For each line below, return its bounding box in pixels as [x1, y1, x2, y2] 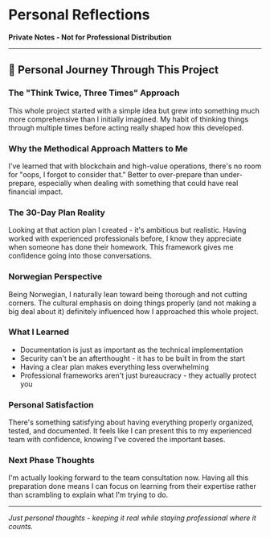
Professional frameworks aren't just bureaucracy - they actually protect [19, 370, 257, 380]
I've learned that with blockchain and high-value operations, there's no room [8, 161, 262, 171]
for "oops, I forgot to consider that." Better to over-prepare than [8, 169, 219, 179]
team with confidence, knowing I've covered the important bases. [8, 435, 226, 445]
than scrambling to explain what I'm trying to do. [8, 490, 169, 500]
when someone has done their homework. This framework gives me [8, 242, 234, 252]
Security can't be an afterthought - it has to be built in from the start [19, 353, 245, 363]
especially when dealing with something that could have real [38, 178, 239, 188]
